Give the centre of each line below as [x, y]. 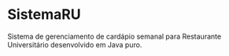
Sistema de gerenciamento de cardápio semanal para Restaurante [114, 36]
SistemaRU [44, 15]
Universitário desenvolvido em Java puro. [75, 44]
